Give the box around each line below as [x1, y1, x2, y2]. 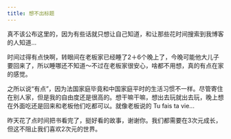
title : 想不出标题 [7, 10, 55, 17]
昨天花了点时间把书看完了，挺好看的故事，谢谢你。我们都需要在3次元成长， [7, 116, 222, 124]
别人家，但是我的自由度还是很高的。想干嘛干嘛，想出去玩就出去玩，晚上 [12, 93, 218, 101]
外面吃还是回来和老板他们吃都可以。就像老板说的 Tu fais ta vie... [12, 101, 195, 110]
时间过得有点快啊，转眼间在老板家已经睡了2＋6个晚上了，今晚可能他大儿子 [7, 53, 220, 61]
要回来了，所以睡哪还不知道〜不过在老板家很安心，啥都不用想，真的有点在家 [7, 61, 224, 69]
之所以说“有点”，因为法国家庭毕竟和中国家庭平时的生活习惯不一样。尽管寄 [7, 84, 218, 92]
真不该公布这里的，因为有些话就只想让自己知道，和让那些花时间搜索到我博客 [7, 29, 224, 38]
